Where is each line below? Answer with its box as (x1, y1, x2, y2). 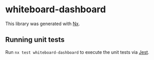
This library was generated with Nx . (5, 21, 80, 27)
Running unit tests (5, 35, 65, 44)
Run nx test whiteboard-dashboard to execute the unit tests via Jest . (5, 49, 149, 55)
